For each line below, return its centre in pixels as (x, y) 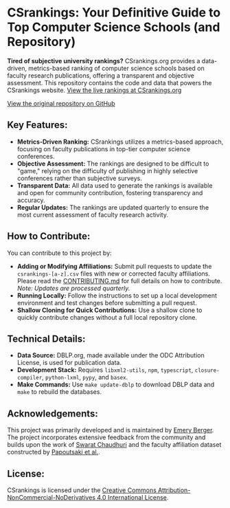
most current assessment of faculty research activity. (93, 214)
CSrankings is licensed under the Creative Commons (82, 490)
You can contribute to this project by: (59, 253)
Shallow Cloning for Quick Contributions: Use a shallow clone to (110, 310)
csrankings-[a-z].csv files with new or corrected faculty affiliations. (114, 274)
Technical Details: (46, 339)
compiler (30, 378)
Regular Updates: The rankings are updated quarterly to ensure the (113, 207)
